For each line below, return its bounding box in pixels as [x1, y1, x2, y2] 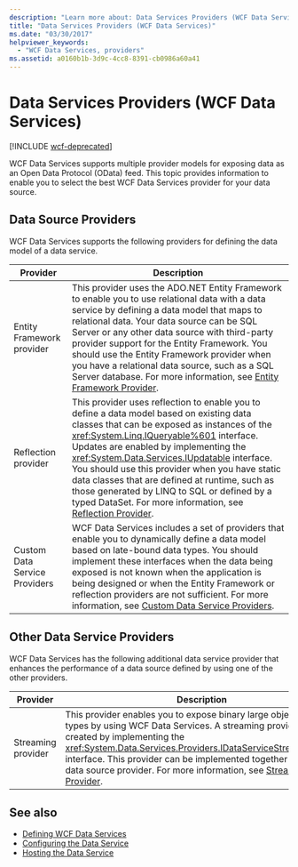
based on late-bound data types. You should [71, 543, 259, 556]
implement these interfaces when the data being [71, 555, 273, 567]
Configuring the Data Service [21, 838, 129, 849]
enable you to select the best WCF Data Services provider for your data [9, 177, 271, 188]
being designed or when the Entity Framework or [71, 577, 275, 590]
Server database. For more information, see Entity [71, 370, 279, 382]
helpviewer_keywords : [9, 37, 90, 47]
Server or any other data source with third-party [71, 325, 274, 338]
